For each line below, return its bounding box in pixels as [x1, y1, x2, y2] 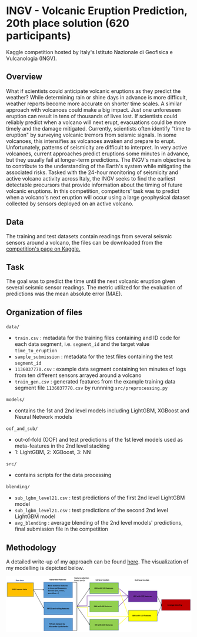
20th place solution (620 [6, 16, 129, 30]
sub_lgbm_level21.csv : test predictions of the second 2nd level [14, 507, 169, 514]
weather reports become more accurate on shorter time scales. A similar [6, 100, 182, 107]
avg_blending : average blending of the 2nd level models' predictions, [14, 519, 183, 526]
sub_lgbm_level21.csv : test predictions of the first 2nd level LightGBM [14, 494, 185, 501]
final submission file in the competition [14, 525, 109, 533]
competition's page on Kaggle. [6, 245, 81, 252]
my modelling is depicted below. [6, 565, 84, 571]
